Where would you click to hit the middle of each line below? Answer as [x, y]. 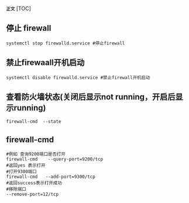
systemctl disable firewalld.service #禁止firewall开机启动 [78, 78]
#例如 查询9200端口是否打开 [36, 154]
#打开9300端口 [21, 172]
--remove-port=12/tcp [32, 195]
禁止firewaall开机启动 [45, 63]
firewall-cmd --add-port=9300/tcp [51, 177]
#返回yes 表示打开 [26, 166]
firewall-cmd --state [34, 122]
